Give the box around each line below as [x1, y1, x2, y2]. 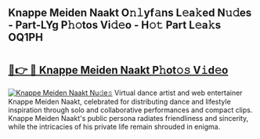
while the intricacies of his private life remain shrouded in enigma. [8, 122, 221, 131]
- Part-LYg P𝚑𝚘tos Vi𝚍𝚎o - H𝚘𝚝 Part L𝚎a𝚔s [8, 19, 222, 32]
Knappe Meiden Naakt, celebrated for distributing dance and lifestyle [8, 97, 231, 106]
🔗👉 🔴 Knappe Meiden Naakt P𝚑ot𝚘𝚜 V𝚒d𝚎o [8, 63, 229, 77]
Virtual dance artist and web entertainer [114, 88, 243, 97]
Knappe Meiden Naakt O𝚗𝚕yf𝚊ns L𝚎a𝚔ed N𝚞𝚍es [8, 6, 252, 20]
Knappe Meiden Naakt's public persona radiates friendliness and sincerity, [8, 114, 249, 123]
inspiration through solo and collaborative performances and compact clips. [8, 105, 253, 115]
